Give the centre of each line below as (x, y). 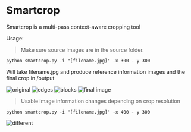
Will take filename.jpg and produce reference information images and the (96, 71)
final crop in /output (30, 78)
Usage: (15, 38)
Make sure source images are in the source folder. (82, 50)
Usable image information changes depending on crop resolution (100, 101)
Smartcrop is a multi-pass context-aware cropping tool (73, 27)
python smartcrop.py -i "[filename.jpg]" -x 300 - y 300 (78, 61)
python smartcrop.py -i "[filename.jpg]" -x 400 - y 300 (78, 112)
